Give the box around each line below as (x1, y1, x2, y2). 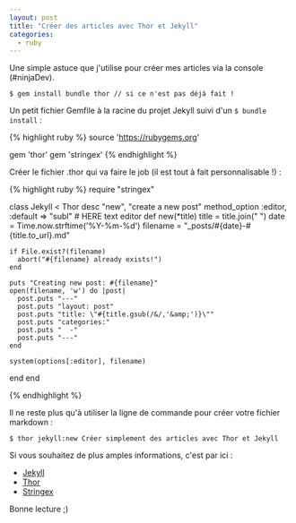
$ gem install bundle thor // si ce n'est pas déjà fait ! (9, 90, 235, 99)
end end (9, 373, 40, 383)
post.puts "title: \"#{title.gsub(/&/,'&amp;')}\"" (17, 310, 215, 319)
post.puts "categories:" (17, 318, 110, 327)
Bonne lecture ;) (9, 503, 69, 515)
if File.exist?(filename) (9, 247, 106, 256)
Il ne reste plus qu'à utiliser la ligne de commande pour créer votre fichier (9, 407, 281, 418)
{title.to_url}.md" (9, 230, 70, 241)
